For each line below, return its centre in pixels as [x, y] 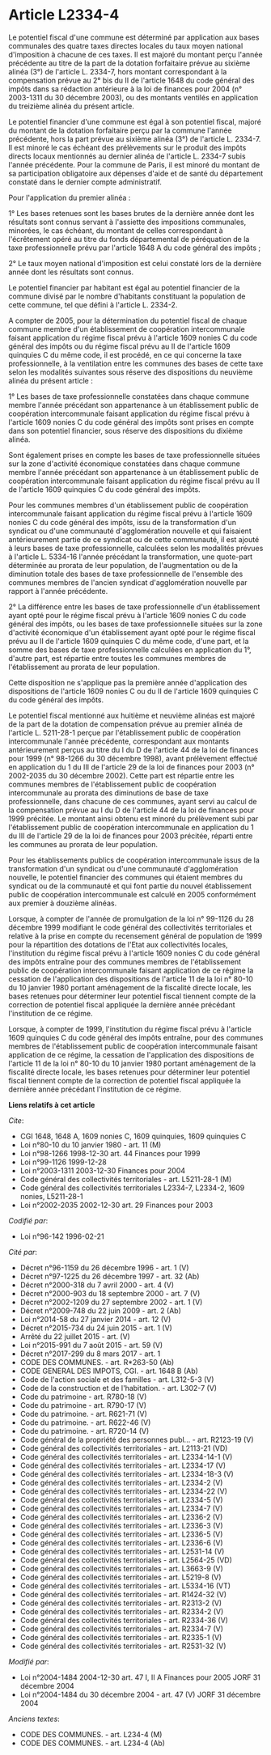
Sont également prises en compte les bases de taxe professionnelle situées [134, 455]
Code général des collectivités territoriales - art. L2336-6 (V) [122, 1542]
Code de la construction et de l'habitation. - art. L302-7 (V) [118, 1388]
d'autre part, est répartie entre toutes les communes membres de [117, 658]
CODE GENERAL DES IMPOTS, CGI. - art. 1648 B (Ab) [109, 1371]
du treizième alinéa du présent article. [72, 106]
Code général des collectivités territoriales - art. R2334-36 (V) [124, 1620]
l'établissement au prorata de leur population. [84, 667]
